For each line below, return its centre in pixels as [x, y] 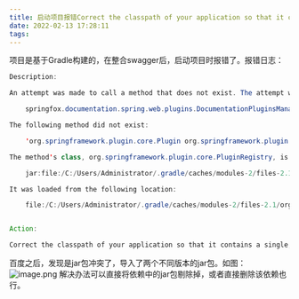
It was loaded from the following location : [93, 189]
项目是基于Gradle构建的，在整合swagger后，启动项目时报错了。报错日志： [147, 60]
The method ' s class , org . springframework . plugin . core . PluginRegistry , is [149, 157]
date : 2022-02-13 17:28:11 [59, 26]
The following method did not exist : [79, 125]
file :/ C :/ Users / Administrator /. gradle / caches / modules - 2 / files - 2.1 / [153, 205]
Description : [33, 77]
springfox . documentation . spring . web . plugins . [111, 109]
